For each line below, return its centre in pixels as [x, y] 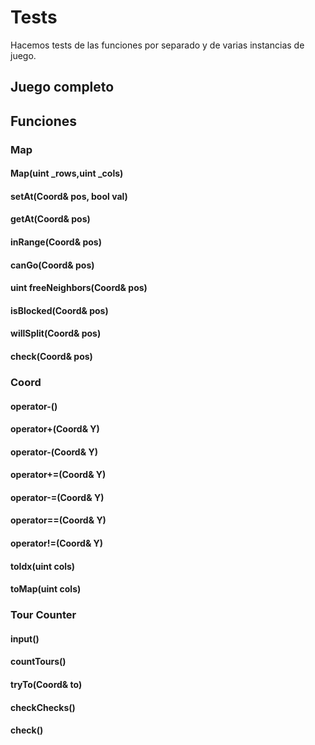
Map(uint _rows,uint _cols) [67, 173]
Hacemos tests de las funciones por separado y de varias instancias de [157, 45]
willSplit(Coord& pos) [56, 333]
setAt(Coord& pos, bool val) [69, 196]
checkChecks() [43, 707]
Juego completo [62, 87]
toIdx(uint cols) [43, 566]
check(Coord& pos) [51, 356]
